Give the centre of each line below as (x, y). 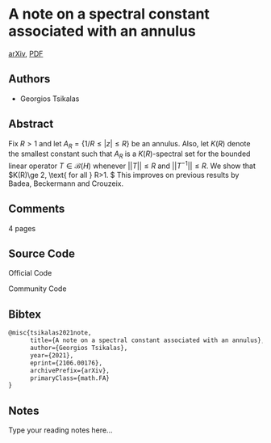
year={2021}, (52, 355)
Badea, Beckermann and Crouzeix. (66, 184)
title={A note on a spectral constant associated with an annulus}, (147, 340)
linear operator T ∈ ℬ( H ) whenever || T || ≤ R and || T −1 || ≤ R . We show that (132, 165)
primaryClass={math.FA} (70, 378)
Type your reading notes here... (60, 430)
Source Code (42, 254)
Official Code (30, 273)
